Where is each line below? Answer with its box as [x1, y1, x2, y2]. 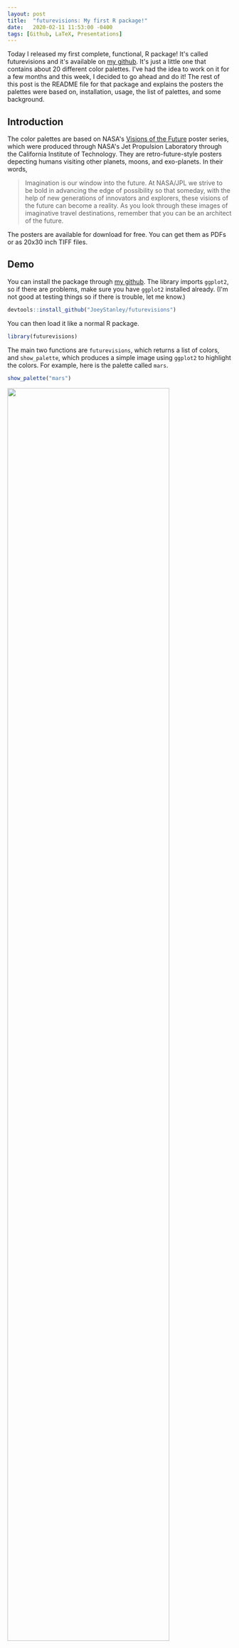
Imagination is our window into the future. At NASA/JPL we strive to [24, 179, 223, 187]
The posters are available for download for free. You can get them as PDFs [7, 231, 226, 239]
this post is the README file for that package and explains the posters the [7, 80, 224, 89]
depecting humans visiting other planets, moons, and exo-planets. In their [7, 157, 224, 166]
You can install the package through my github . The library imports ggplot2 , [7, 277, 229, 285]
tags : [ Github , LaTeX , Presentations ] [7, 30, 122, 38]
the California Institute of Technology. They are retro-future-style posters [7, 150, 222, 159]
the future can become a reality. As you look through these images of [24, 201, 228, 210]
